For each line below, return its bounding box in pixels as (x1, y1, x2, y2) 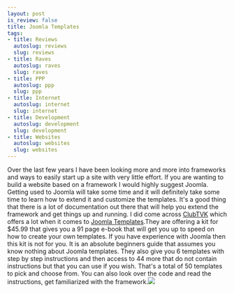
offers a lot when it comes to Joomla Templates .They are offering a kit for (7, 218, 219, 225)
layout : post (7, 10, 45, 17)
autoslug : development (13, 120, 80, 128)
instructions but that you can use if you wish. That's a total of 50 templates (7, 262, 223, 270)
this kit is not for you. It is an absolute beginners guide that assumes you (7, 240, 216, 248)
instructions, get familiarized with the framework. (7, 278, 149, 286)
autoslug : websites (13, 140, 71, 147)
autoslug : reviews (13, 43, 68, 50)
